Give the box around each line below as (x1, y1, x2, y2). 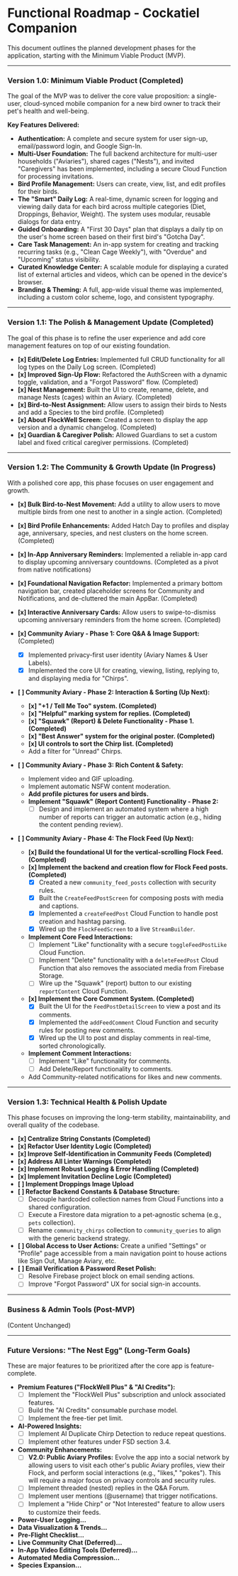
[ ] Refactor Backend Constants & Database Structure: (17, 1187, 180, 1196)
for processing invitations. (17, 172, 94, 181)
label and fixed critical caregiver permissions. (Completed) (17, 438, 189, 446)
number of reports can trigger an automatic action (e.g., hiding (38, 813, 222, 822)
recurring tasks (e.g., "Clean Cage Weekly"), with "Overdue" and (17, 247, 207, 257)
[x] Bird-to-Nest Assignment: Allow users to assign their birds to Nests (17, 400, 227, 409)
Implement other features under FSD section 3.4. (28, 1437, 171, 1446)
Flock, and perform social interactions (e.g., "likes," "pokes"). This (28, 1469, 222, 1477)
